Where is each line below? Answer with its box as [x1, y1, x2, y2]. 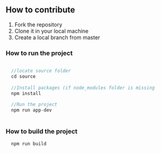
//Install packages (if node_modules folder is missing [11, 85, 155, 91]
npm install [11, 90, 42, 96]
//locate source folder [11, 68, 71, 74]
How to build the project [5, 127, 78, 135]
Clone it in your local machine [14, 27, 89, 34]
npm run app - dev [11, 107, 52, 114]
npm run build [11, 141, 47, 147]
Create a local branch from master [14, 33, 100, 41]
